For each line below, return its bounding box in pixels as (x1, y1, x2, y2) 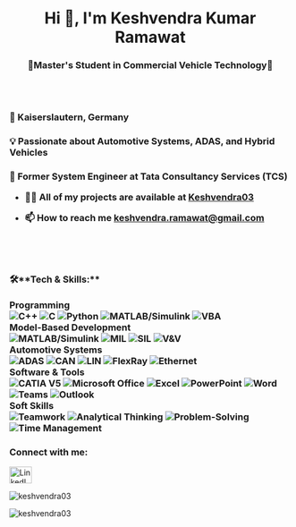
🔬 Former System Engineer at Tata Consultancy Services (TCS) (9, 170, 288, 183)
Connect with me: (9, 446, 89, 458)
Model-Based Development (9, 321, 131, 334)
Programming (9, 299, 70, 311)
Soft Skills (9, 399, 55, 412)
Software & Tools (9, 366, 85, 378)
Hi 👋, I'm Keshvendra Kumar (44, 8, 257, 29)
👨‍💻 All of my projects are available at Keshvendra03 (24, 191, 255, 203)
